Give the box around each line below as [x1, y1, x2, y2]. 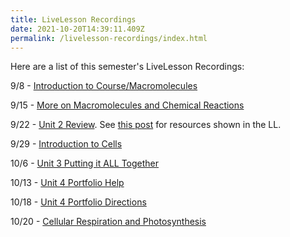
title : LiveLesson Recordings [10, 14, 137, 25]
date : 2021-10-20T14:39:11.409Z [10, 24, 145, 34]
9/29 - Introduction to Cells [10, 138, 123, 150]
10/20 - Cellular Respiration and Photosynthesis [10, 216, 207, 228]
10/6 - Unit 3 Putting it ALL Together [10, 157, 160, 170]
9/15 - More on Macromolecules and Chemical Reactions [10, 99, 245, 111]
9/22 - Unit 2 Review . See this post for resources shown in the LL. [10, 119, 282, 131]
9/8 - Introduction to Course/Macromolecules [10, 80, 198, 92]
